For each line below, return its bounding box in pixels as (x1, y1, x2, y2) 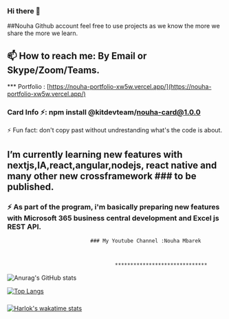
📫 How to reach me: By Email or (7, 50, 147, 61)
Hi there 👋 (7, 6, 41, 16)
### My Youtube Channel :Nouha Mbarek (90, 238, 201, 245)
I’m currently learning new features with (7, 148, 183, 161)
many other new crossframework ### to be (7, 170, 197, 182)
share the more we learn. (7, 29, 78, 37)
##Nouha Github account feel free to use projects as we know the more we (7, 22, 220, 30)
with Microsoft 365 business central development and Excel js (7, 213, 219, 223)
